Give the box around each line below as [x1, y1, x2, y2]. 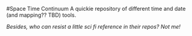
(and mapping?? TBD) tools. [6, 11, 76, 19]
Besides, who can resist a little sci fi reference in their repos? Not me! [6, 23, 181, 30]
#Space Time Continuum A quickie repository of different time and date [6, 5, 186, 12]
